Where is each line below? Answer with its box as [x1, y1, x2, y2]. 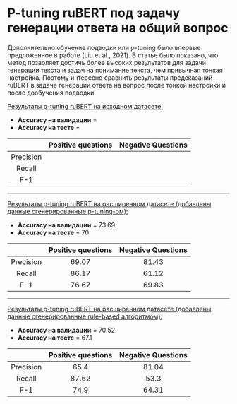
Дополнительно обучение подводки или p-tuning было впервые [7, 43, 201, 52]
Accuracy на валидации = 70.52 [17, 326, 115, 334]
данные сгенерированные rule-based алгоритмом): [7, 312, 163, 321]
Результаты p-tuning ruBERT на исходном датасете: [7, 102, 164, 110]
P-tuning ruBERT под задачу [7, 5, 181, 21]
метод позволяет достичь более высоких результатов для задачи [7, 58, 207, 66]
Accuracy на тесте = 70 [17, 228, 90, 237]
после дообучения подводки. [7, 88, 97, 97]
